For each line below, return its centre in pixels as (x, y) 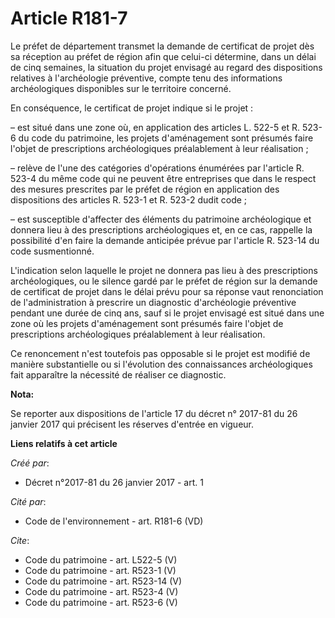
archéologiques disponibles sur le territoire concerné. (121, 88)
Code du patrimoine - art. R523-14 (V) (103, 581)
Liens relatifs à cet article (64, 443)
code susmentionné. (52, 251)
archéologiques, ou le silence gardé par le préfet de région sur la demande (164, 281)
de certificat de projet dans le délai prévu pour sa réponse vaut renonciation (167, 291)
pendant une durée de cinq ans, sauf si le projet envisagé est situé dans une (167, 313)
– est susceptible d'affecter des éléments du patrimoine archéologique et (161, 219)
